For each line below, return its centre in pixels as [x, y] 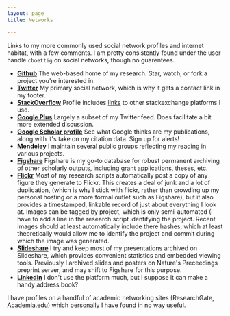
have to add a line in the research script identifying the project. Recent [116, 219]
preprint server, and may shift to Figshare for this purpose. [100, 270]
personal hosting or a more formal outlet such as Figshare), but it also [115, 197]
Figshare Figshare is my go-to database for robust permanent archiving [118, 160]
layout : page [26, 13]
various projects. [41, 153]
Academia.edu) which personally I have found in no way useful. [97, 305]
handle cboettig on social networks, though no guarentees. [91, 60]
